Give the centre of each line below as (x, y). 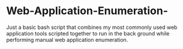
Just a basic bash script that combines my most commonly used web (92, 27)
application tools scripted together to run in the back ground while (88, 33)
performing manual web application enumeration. (67, 40)
